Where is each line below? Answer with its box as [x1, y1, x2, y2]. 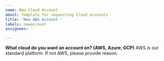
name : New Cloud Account [5, 7, 58, 13]
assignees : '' [5, 26, 36, 32]
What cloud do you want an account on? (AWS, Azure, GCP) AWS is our [5, 45, 159, 51]
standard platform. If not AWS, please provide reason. [5, 50, 118, 56]
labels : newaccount [5, 21, 47, 27]
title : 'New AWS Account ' [5, 17, 63, 22]
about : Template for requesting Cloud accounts [5, 12, 108, 17]
